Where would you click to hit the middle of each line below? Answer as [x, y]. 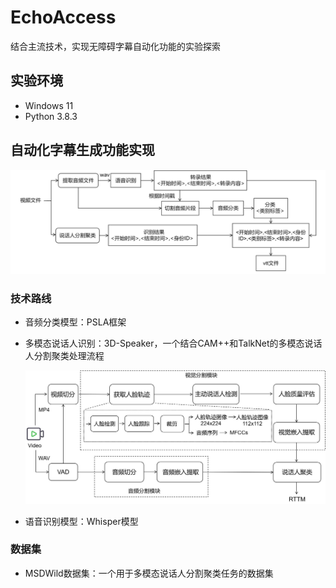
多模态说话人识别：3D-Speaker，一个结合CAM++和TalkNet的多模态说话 [173, 343]
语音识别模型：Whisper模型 [81, 521]
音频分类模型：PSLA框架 [75, 322]
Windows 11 [49, 105]
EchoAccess [63, 17]
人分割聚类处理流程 [64, 356]
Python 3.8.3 [51, 116]
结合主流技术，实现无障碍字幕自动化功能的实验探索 [115, 46]
